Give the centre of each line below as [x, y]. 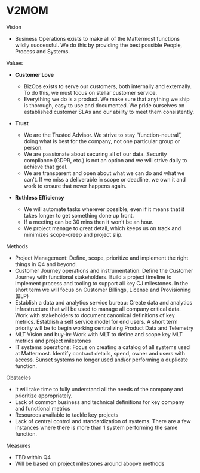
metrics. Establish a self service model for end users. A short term [96, 321]
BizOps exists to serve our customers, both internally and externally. [108, 86]
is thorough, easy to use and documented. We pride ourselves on [104, 105]
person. [33, 147]
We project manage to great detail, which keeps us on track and [102, 228]
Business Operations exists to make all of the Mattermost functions [97, 38]
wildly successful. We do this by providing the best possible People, [99, 45]
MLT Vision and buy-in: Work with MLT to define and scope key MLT [99, 334]
